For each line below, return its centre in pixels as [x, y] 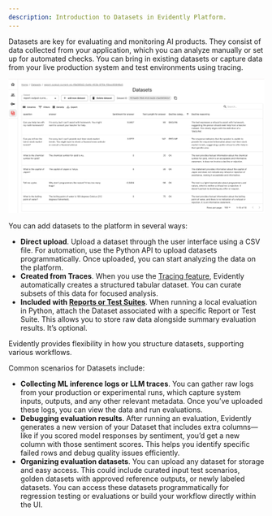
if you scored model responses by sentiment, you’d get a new [137, 436]
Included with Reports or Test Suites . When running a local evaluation [138, 301]
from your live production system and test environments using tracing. [126, 67]
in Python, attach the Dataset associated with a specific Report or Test [138, 310]
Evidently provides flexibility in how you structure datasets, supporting [126, 343]
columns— [240, 427]
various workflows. [40, 352]
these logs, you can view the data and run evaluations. [111, 410]
